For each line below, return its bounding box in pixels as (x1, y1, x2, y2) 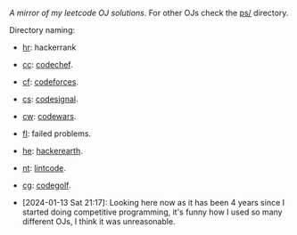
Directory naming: (9, 25, 76, 35)
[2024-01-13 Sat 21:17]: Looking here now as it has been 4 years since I (21, 198, 285, 207)
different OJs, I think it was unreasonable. (21, 216, 176, 226)
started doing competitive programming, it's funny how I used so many (21, 207, 283, 217)
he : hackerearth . (21, 146, 83, 156)
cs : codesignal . (21, 93, 78, 104)
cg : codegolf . (21, 180, 71, 190)
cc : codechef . (21, 60, 73, 69)
